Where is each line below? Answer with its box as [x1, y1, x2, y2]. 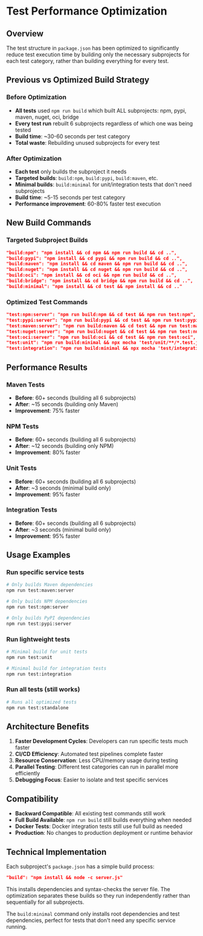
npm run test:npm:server [6, 604, 69, 610]
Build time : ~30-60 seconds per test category [14, 132, 130, 140]
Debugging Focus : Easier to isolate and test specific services [14, 776, 169, 783]
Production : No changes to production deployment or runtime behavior [14, 829, 193, 837]
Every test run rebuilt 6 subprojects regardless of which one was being [14, 119, 193, 127]
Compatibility [6, 794, 59, 804]
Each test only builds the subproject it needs [14, 168, 127, 175]
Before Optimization [6, 93, 66, 101]
